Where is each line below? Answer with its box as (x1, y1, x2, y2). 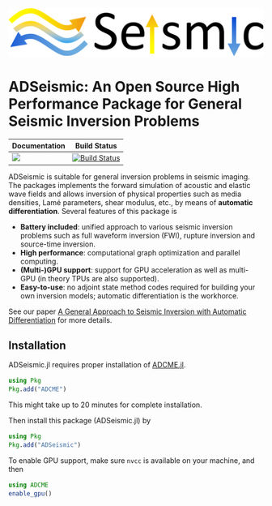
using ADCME (8, 481, 49, 489)
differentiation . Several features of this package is (8, 206, 177, 216)
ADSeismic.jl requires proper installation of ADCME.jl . (8, 360, 186, 370)
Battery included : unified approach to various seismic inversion (19, 221, 233, 231)
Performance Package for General (8, 94, 243, 113)
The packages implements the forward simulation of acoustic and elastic (8, 180, 251, 190)
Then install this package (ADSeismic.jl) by (8, 416, 151, 426)
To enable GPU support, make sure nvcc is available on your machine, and (8, 455, 255, 465)
